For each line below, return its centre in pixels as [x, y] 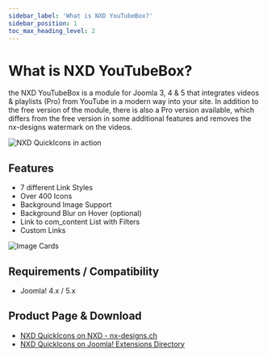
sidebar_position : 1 [43, 23]
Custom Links [43, 230]
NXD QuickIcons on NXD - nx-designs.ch [88, 335]
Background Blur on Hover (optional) [81, 214]
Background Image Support [66, 205]
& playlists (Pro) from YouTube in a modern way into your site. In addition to [133, 102]
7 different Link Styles [56, 188]
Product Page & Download [75, 316]
